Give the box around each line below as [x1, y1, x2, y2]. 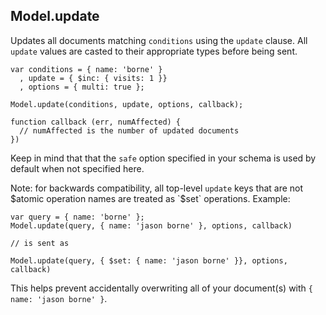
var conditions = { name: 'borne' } [10, 64, 163, 74]
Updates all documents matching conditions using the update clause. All [10, 34, 308, 46]
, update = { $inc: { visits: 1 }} [19, 73, 168, 83]
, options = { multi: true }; [19, 82, 145, 92]
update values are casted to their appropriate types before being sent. [10, 45, 298, 57]
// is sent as [10, 238, 70, 248]
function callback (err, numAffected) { [10, 117, 182, 127]
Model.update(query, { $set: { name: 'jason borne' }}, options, [10, 255, 288, 266]
